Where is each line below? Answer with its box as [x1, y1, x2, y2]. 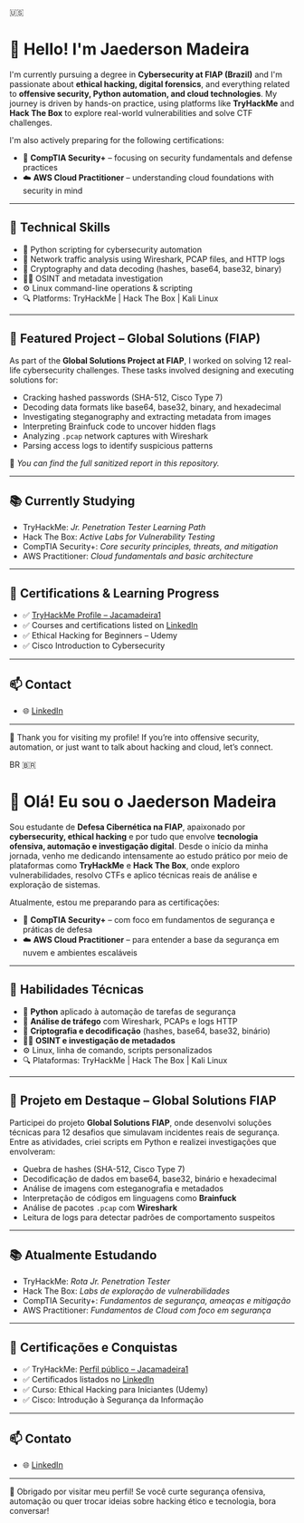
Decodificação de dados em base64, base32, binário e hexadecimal [22, 1173, 278, 1184]
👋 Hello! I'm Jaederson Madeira [9, 39, 251, 60]
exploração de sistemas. [9, 878, 101, 890]
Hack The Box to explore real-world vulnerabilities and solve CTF [9, 107, 253, 118]
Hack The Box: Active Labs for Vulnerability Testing [22, 531, 215, 542]
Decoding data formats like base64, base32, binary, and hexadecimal [22, 402, 282, 412]
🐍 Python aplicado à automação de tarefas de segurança [22, 1005, 237, 1017]
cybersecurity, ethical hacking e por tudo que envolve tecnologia [9, 830, 259, 841]
